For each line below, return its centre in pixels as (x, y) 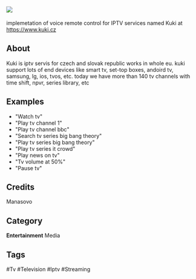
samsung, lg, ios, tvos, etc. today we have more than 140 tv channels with (98, 76)
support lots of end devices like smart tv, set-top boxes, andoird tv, (90, 69)
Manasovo (19, 202)
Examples (25, 102)
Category (24, 221)
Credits (21, 187)
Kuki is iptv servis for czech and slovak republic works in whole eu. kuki (96, 63)
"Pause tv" (28, 168)
